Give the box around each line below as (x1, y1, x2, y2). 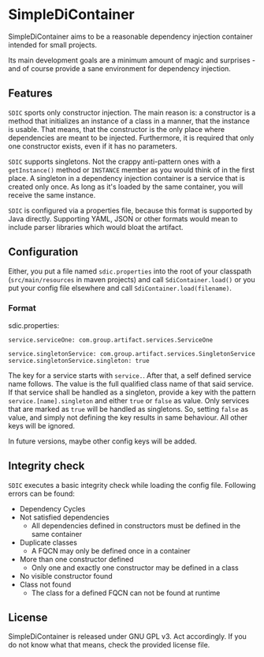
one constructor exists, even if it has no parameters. (8, 141, 177, 151)
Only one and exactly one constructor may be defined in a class (31, 563, 239, 572)
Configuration (8, 245, 79, 259)
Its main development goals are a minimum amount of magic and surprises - (8, 55, 256, 65)
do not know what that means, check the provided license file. (8, 640, 210, 650)
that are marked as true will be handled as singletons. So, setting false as (8, 404, 249, 413)
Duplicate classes (19, 538, 77, 547)
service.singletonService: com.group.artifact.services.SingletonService (8, 349, 256, 357)
